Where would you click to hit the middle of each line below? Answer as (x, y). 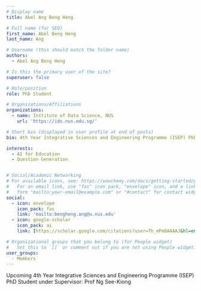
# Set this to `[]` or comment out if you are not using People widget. (101, 247)
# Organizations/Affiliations (44, 105)
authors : (17, 56)
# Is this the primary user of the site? (59, 72)
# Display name (25, 12)
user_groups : (22, 253)
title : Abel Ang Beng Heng (40, 17)
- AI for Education (36, 154)
